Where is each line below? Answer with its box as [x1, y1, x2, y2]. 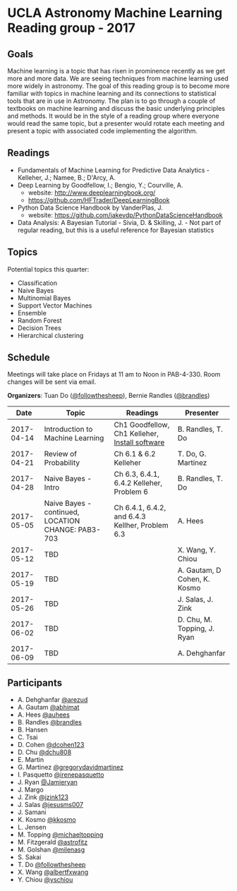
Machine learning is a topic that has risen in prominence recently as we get [7, 67, 226, 75]
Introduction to [44, 425, 93, 435]
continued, [44, 507, 80, 517]
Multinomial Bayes [17, 293, 71, 302]
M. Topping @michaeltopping [17, 830, 104, 839]
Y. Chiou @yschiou [17, 875, 73, 884]
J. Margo [17, 785, 44, 794]
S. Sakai [17, 853, 42, 861]
